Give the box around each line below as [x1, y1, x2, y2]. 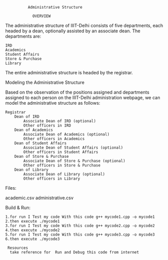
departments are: [5, 33, 41, 39]
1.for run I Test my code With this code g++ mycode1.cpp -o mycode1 [5, 214, 155, 220]
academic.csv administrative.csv [5, 195, 74, 201]
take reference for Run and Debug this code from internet [10, 250, 139, 255]
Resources [7, 245, 28, 250]
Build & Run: [5, 205, 31, 210]
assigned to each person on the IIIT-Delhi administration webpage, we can [5, 95, 160, 101]
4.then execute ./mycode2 [5, 228, 60, 233]
